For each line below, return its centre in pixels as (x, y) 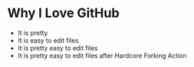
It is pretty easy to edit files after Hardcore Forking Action (102, 56)
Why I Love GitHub (63, 13)
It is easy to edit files (48, 40)
